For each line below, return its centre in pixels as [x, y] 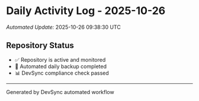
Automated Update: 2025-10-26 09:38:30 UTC [64, 27]
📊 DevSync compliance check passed [62, 73]
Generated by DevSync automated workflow [60, 92]
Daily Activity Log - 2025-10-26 [86, 11]
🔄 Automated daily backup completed [61, 66]
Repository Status [40, 46]
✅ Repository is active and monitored [60, 59]
